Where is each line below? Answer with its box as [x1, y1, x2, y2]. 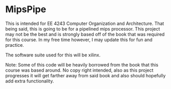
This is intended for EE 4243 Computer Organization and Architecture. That [5, 20, 164, 26]
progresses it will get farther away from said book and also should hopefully [5, 72, 166, 78]
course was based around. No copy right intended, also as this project [5, 67, 154, 73]
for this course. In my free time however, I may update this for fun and [5, 37, 153, 43]
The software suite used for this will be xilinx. [5, 52, 101, 58]
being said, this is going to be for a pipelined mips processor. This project [5, 25, 160, 32]
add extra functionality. [5, 78, 54, 84]
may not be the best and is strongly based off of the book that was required [5, 31, 165, 37]
